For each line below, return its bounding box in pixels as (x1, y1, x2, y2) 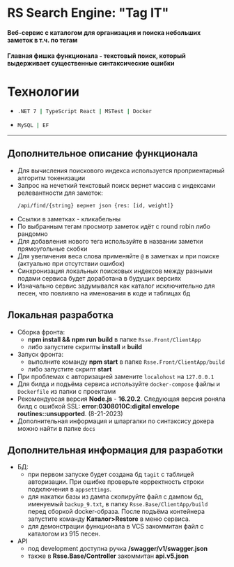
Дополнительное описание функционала (7, 148, 198, 160)
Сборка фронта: (17, 327, 65, 336)
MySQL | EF (17, 122, 49, 129)
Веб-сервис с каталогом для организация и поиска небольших (7, 28, 201, 36)
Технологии (7, 84, 80, 99)
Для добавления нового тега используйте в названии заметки (17, 237, 203, 245)
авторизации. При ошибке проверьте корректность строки (27, 478, 204, 486)
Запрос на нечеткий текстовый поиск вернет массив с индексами (17, 181, 216, 189)
